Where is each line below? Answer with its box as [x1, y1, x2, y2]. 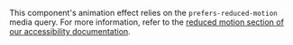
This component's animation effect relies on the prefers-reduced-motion [9, 8, 278, 18]
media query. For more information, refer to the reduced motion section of [9, 17, 284, 27]
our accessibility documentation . [9, 26, 131, 36]
